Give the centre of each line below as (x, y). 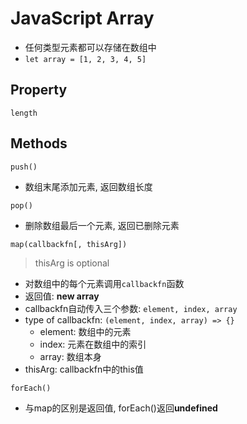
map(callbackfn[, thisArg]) (69, 244)
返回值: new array (62, 296)
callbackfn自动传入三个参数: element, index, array (131, 308)
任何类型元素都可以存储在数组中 (90, 47)
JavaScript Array (82, 18)
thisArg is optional (72, 263)
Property (39, 90)
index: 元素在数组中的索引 (93, 344)
